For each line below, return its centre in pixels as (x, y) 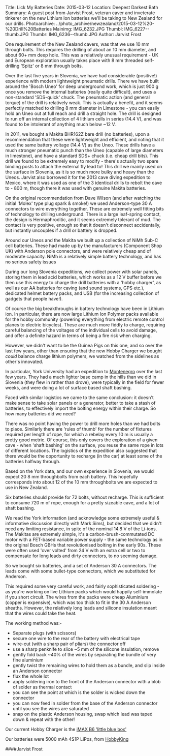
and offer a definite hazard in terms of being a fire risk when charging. (79, 336)
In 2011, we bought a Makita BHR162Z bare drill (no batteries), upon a (77, 134)
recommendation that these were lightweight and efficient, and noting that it (85, 140)
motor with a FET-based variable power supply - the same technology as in (84, 539)
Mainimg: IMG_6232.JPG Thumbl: (88, 29)
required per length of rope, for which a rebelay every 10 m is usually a (79, 434)
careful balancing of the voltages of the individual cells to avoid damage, (81, 330)
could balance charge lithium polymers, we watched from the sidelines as (82, 356)
